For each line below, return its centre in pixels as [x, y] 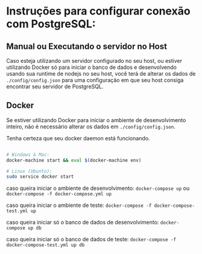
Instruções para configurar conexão [99, 11]
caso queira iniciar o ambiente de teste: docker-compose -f [79, 205]
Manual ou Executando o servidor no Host [87, 46]
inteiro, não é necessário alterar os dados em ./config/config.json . [91, 126]
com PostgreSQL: [51, 24]
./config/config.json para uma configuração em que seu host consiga [95, 80]
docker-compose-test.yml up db [46, 245]
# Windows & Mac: [28, 155]
